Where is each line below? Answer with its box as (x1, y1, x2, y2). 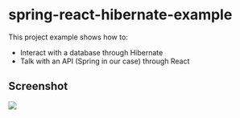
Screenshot (8, 79, 68, 93)
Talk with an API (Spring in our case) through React (19, 56, 190, 66)
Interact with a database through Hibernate (19, 47, 163, 57)
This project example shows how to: (8, 32, 129, 42)
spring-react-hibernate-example (8, 6, 233, 24)
